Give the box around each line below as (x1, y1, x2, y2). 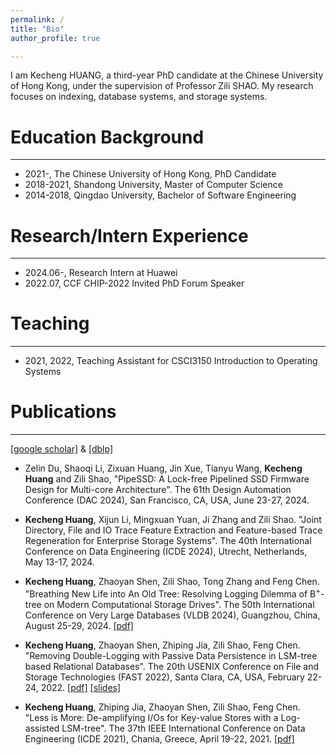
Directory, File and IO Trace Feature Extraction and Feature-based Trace (24, 524, 323, 536)
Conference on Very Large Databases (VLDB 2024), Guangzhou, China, (24, 609, 321, 621)
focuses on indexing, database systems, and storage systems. (10, 91, 268, 103)
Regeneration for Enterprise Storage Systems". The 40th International (24, 535, 312, 547)
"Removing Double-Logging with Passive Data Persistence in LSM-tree (24, 649, 318, 661)
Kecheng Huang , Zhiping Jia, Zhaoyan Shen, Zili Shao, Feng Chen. (24, 701, 301, 713)
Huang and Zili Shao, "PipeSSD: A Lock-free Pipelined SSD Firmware (24, 473, 310, 485)
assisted (24, 722, 60, 734)
